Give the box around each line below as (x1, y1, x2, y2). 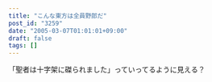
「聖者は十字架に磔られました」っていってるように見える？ (8, 65, 206, 75)
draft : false (8, 34, 52, 43)
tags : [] (8, 42, 38, 50)
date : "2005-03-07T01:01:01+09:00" (8, 27, 128, 35)
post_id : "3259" (8, 19, 63, 27)
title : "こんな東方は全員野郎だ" (8, 11, 107, 20)
